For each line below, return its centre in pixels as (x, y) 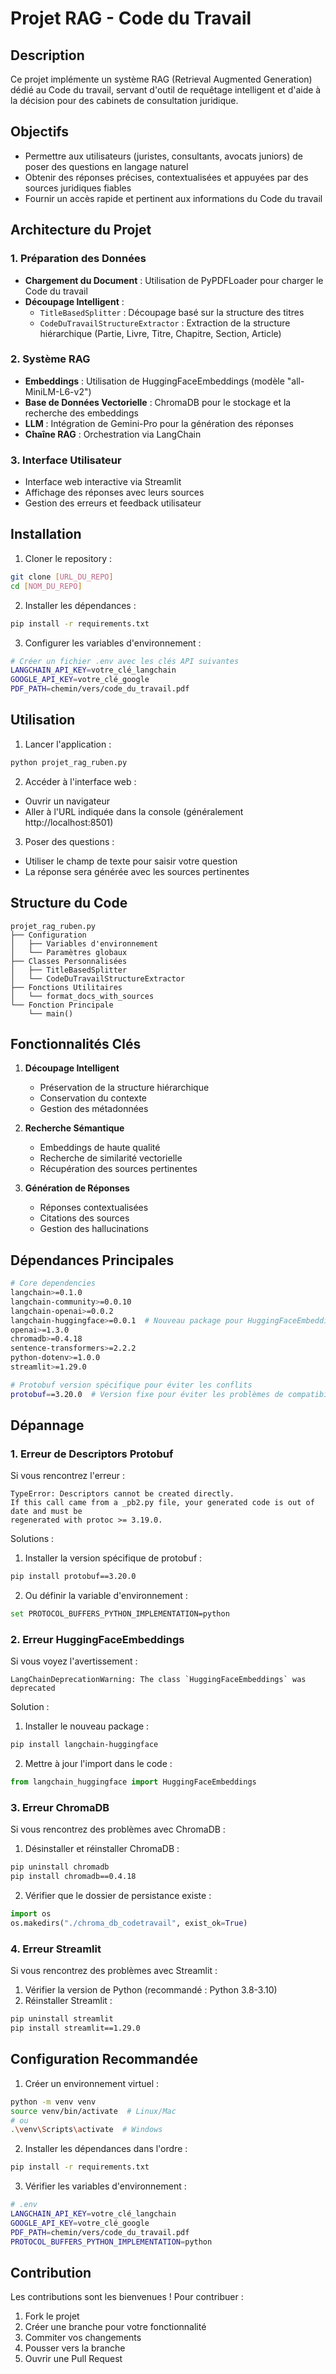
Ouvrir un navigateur (67, 801)
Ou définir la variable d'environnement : (106, 1596)
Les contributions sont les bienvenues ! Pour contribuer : (127, 2297)
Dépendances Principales (92, 1260)
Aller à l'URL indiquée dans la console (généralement (134, 811)
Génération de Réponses (77, 1188)
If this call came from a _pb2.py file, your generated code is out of (162, 1503)
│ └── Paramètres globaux (69, 952)
